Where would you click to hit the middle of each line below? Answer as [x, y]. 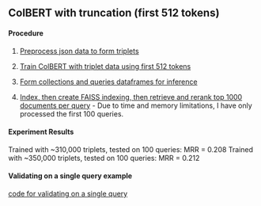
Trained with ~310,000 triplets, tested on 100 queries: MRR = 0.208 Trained [131, 149]
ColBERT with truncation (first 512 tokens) [114, 13]
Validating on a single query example [70, 176]
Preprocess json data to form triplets [79, 51]
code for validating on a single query [68, 194]
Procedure [26, 33]
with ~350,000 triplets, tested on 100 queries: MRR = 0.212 [104, 158]
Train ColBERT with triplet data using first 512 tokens [105, 66]
